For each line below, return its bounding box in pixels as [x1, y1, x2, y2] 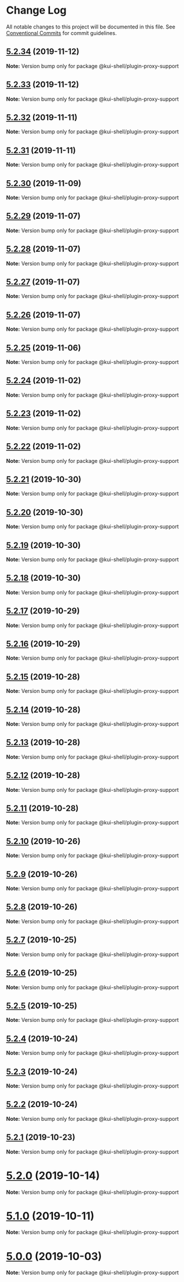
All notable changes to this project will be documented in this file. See [6, 23, 176, 30]
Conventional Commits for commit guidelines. [6, 29, 117, 36]
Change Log [6, 4, 67, 17]
